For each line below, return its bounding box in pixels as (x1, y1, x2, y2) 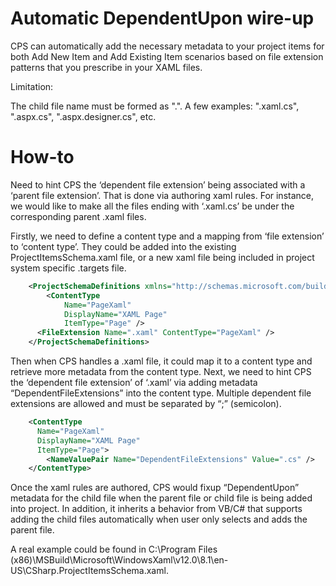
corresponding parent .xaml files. (10, 210, 147, 222)
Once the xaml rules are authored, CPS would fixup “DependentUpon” (10, 482, 300, 494)
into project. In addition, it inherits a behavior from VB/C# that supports (10, 503, 303, 515)
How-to (10, 146, 75, 169)
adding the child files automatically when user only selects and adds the (10, 513, 308, 526)
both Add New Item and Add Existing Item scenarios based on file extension (10, 50, 324, 62)
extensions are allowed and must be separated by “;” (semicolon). (10, 398, 282, 409)
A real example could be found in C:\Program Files (10, 543, 218, 556)
